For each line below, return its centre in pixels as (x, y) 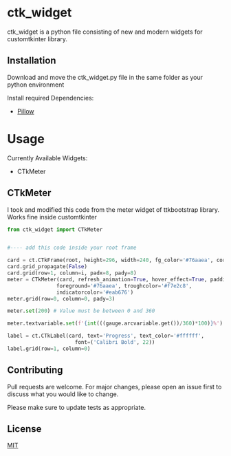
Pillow (25, 111)
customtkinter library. (37, 39)
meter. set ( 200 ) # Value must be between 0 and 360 (81, 311)
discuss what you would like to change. (63, 394)
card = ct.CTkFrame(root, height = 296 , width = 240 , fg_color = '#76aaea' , (110, 260)
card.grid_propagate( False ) (47, 267)
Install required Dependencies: (51, 98)
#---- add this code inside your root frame (72, 248)
